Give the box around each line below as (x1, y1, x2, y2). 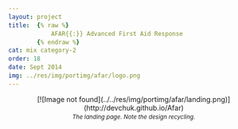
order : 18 (8, 55, 41, 63)
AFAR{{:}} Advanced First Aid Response (50, 29, 183, 37)
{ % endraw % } (37, 38, 80, 46)
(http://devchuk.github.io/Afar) (83, 103, 185, 112)
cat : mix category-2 (8, 46, 77, 55)
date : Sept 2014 (8, 64, 62, 72)
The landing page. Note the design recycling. (72, 112, 196, 121)
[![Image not (37, 94, 78, 104)
